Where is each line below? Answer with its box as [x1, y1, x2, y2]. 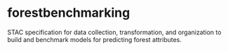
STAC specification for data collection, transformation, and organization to [7, 28, 222, 36]
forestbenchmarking [7, 5, 130, 21]
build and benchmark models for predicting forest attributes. [7, 35, 182, 43]
